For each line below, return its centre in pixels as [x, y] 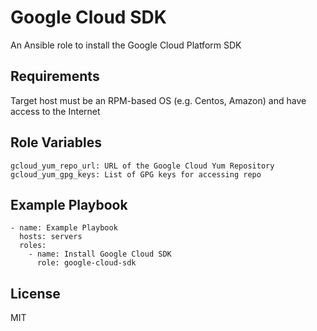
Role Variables [56, 142]
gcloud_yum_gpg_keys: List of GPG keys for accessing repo [136, 174]
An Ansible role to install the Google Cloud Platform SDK [126, 45]
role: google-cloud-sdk [86, 263]
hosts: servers [51, 237]
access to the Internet [55, 111]
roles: [33, 246]
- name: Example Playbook [64, 228]
